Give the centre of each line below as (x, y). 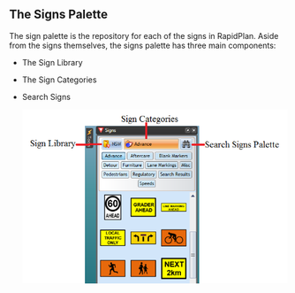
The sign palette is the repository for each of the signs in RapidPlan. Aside (144, 35)
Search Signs (46, 96)
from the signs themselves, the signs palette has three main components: (143, 45)
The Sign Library (52, 62)
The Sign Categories (59, 80)
